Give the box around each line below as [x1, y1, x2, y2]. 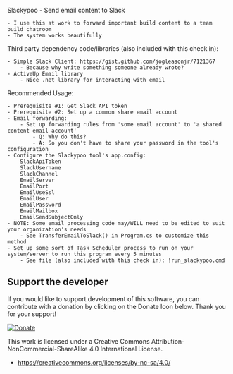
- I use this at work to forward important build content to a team [7, 20, 213, 27]
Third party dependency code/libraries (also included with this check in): [7, 44, 218, 52]
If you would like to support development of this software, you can [7, 294, 200, 303]
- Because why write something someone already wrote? [20, 64, 184, 71]
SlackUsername [20, 164, 61, 171]
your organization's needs [7, 226, 87, 233]
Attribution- [151, 337, 185, 345]
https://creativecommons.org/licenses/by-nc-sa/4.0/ [17, 358, 171, 366]
